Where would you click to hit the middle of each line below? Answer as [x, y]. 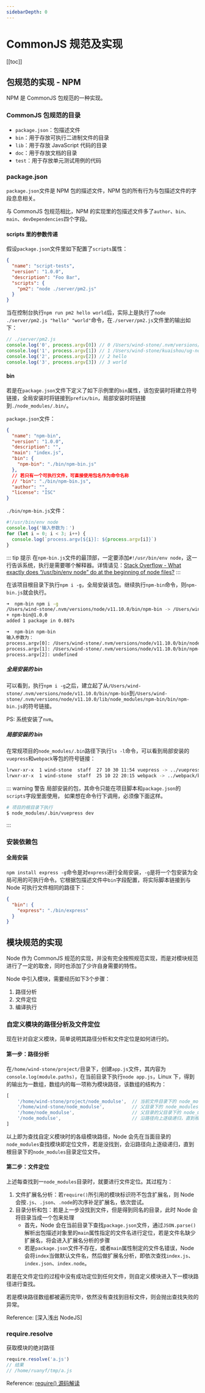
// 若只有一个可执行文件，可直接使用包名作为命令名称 [70, 475]
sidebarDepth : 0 [27, 12]
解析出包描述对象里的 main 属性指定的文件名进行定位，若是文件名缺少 [110, 1233]
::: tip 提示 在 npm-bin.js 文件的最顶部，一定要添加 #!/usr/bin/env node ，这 [99, 557]
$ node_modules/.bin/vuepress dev [50, 813]
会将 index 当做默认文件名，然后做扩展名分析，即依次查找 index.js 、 [109, 1256]
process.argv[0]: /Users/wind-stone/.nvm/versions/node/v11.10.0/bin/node [103, 643]
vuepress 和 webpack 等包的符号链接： [51, 759]
